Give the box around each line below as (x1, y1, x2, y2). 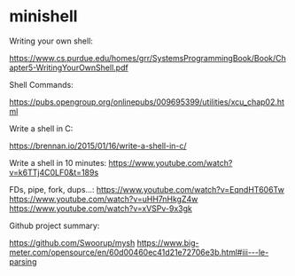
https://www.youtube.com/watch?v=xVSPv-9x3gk (9, 202, 193, 214)
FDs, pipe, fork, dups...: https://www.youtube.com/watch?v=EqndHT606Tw (9, 184, 285, 194)
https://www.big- (136, 237, 199, 248)
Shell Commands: (9, 79, 74, 90)
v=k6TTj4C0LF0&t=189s (9, 167, 99, 177)
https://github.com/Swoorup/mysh (9, 237, 136, 248)
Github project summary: (9, 220, 100, 231)
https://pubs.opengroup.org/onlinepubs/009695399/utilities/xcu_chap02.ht (9, 96, 285, 107)
